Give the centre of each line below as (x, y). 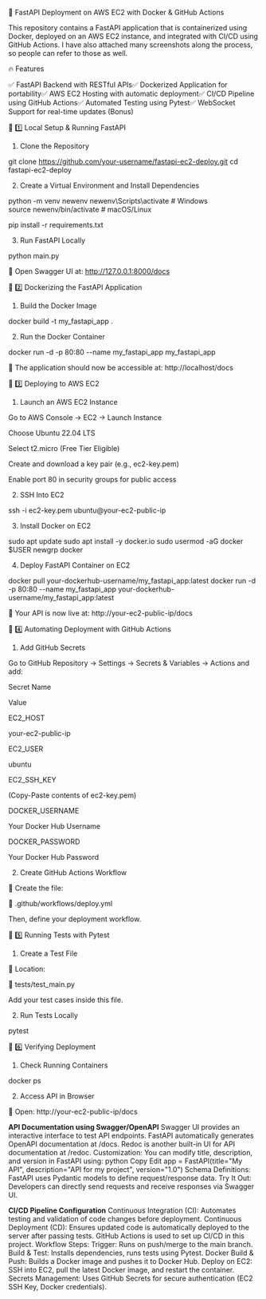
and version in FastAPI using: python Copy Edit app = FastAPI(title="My (125, 1161)
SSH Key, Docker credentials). (58, 1287)
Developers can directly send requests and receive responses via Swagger (131, 1186)
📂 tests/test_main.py (42, 984)
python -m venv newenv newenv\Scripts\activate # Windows (108, 201)
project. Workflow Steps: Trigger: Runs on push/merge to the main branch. (131, 1244)
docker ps (25, 1081)
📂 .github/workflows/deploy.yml (61, 903)
